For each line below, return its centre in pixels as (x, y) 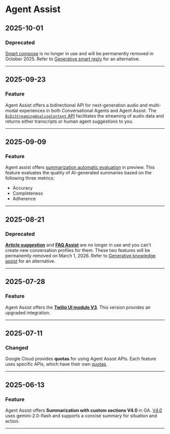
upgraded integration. (28, 312)
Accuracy (23, 188)
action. (12, 421)
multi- (155, 105)
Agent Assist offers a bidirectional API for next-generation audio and (76, 105)
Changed (17, 347)
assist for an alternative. (30, 261)
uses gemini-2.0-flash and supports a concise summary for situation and (81, 416)
